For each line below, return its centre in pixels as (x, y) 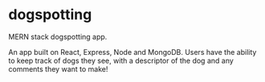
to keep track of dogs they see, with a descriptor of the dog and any (121, 61)
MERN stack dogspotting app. (58, 37)
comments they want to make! (58, 68)
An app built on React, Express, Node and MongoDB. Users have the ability (132, 52)
